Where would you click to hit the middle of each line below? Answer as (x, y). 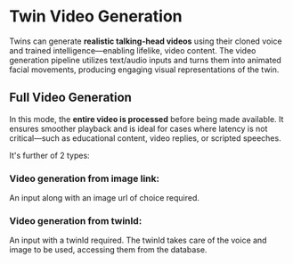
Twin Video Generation (96, 16)
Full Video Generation (70, 98)
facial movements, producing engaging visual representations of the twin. (144, 70)
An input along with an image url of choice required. (105, 198)
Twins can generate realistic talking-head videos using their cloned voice (146, 41)
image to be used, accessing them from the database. (108, 250)
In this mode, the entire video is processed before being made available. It (146, 119)
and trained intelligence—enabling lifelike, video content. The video (133, 50)
